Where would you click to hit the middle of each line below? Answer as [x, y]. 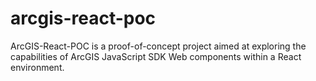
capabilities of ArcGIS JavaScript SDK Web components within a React [156, 56]
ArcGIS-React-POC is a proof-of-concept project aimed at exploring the [158, 46]
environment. [37, 67]
